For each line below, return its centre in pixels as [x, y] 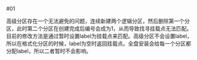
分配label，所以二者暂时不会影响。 [49, 51]
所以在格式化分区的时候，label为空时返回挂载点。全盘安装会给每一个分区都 [99, 43]
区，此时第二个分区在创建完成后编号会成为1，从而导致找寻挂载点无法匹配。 [99, 28]
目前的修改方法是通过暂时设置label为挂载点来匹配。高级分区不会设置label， [99, 36]
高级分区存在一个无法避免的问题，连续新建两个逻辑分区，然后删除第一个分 [98, 21]
